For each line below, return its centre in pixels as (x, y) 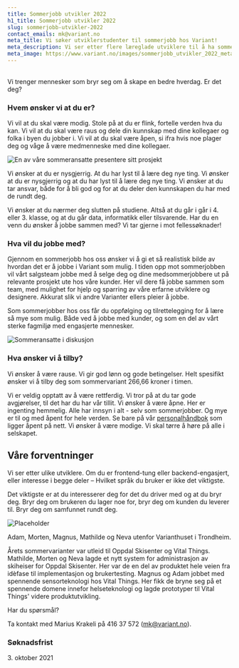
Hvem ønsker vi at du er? (51, 108)
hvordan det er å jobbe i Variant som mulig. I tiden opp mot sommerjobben (116, 267)
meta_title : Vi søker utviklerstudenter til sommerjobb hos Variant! (113, 41)
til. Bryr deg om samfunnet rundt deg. (63, 509)
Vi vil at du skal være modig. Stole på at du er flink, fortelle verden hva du (115, 123)
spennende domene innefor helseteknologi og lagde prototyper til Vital (111, 588)
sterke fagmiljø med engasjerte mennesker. (71, 326)
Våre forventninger (51, 456)
